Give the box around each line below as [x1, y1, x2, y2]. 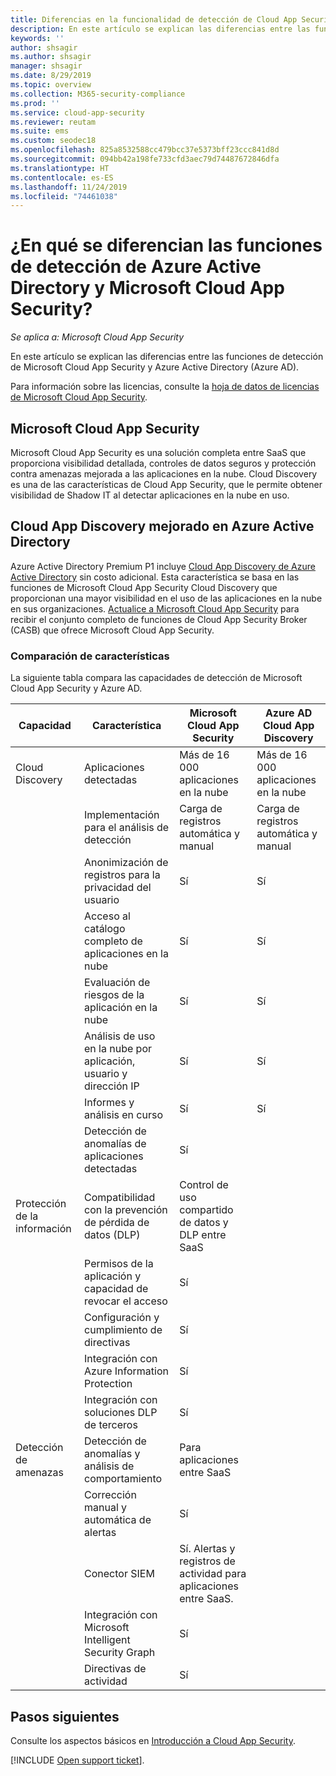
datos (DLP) [84, 1228, 141, 1242]
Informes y [84, 1096, 135, 1110]
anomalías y [84, 1447, 141, 1461]
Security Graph [84, 1646, 156, 1660]
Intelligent [84, 1633, 131, 1647]
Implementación [84, 808, 160, 822]
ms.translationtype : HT [10, 163, 110, 173]
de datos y [179, 1216, 229, 1230]
